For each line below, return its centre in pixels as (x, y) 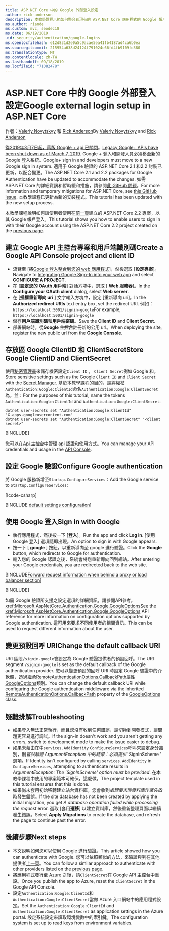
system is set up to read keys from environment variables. (72, 923)
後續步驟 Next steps (36, 837)
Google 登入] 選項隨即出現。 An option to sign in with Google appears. (85, 541)
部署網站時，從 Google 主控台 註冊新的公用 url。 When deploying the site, (87, 327)
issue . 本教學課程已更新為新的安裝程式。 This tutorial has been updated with (84, 197)
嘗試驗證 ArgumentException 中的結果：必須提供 (76, 754)
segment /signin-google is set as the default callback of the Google (76, 664)
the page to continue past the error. (49, 820)
